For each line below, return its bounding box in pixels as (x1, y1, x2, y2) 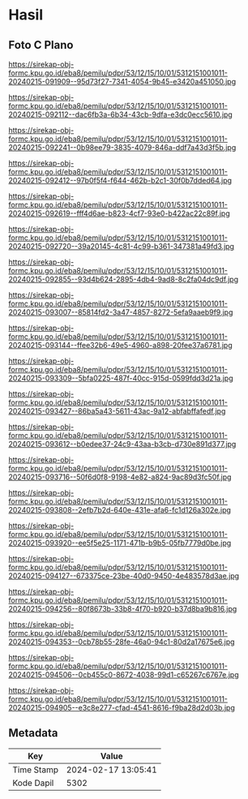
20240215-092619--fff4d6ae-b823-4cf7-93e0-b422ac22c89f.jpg (8, 208, 231, 218)
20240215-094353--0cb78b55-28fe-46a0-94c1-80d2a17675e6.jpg (8, 637, 235, 647)
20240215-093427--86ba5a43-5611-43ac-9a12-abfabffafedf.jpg (8, 406, 226, 415)
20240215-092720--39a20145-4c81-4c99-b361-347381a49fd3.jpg (8, 242, 235, 251)
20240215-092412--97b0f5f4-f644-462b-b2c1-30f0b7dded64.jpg (8, 176, 233, 185)
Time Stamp (12, 764, 59, 775)
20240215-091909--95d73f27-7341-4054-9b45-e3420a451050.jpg (8, 77, 237, 86)
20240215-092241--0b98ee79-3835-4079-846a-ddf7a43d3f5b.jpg (8, 143, 237, 152)
